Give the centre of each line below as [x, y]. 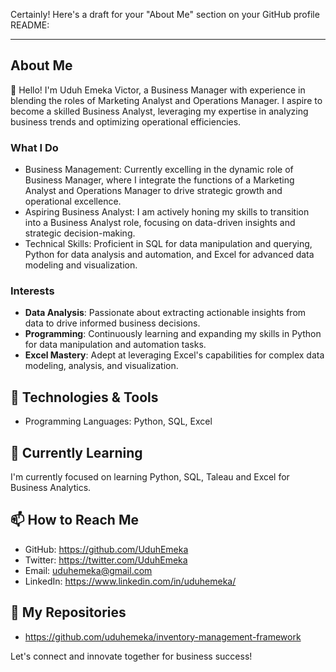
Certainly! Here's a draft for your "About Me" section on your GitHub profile [165, 14]
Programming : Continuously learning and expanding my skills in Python [173, 334]
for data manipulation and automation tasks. [115, 345]
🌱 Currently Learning [76, 452]
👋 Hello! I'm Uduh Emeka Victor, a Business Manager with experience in [158, 90]
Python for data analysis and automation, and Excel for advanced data [169, 255]
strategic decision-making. [80, 233]
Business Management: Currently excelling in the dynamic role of [159, 170]
